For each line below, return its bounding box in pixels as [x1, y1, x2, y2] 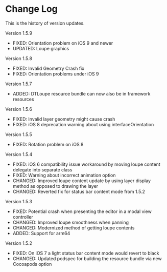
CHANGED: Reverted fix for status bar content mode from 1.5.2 [12, 188, 146, 195]
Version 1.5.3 [5, 198, 32, 204]
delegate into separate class [12, 166, 73, 172]
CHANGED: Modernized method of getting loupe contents [12, 224, 135, 231]
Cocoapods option [12, 261, 52, 267]
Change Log [5, 3, 58, 15]
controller [12, 213, 33, 220]
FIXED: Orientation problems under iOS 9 [12, 70, 99, 77]
